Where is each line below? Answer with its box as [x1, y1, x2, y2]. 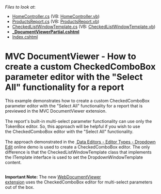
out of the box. [5, 184, 34, 190]
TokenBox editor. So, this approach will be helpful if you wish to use [5, 123, 141, 129]
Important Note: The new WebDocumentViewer [5, 174, 101, 179]
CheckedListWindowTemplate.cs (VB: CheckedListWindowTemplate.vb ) [12, 24, 156, 30]
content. [5, 159, 22, 165]
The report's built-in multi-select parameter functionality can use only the [5, 118, 152, 124]
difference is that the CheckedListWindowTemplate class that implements [5, 149, 152, 155]
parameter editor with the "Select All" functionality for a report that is [5, 103, 143, 108]
